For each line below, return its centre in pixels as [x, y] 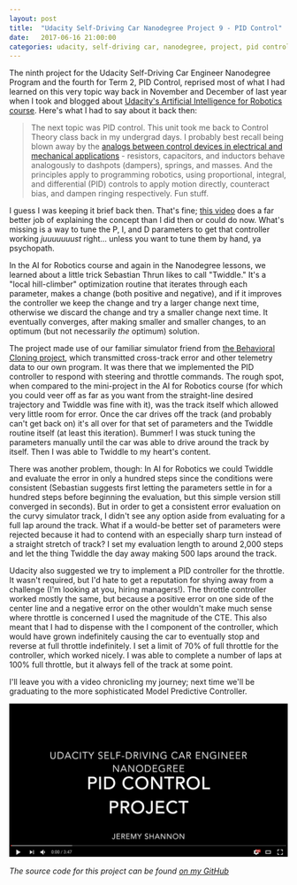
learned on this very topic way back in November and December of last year [148, 92]
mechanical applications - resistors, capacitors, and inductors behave [158, 156]
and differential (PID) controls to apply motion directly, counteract [150, 184]
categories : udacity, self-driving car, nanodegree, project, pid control [150, 47]
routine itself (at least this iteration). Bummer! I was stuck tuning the [133, 433]
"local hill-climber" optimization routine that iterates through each [128, 284]
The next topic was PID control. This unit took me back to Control [149, 127]
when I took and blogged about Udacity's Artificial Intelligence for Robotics [146, 101]
